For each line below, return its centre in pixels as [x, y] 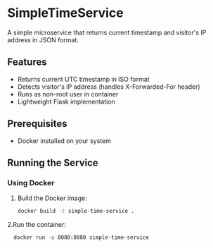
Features [27, 62]
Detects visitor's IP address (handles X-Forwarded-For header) [109, 87]
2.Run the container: [37, 225]
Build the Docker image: [52, 198]
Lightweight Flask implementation [66, 101]
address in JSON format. [43, 39]
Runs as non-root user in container [68, 94]
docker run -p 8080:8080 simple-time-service [82, 237]
